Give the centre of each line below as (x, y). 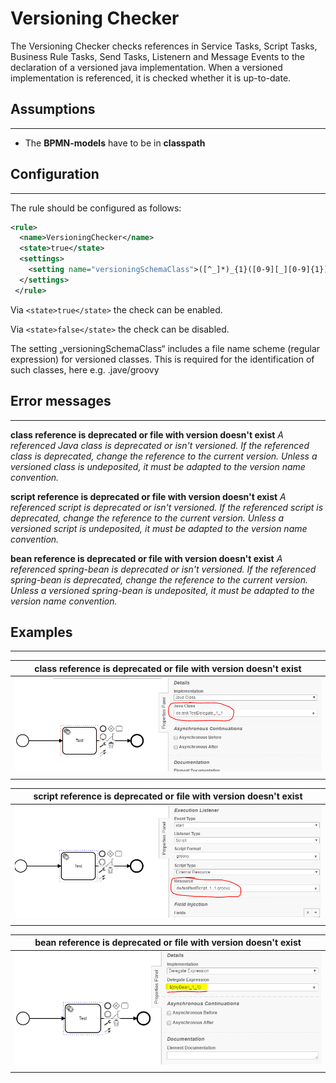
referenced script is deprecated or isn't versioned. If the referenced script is (167, 507)
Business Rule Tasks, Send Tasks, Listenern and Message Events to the (157, 56)
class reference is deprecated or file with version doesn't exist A (147, 434)
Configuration (55, 174)
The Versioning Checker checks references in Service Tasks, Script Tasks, (164, 46)
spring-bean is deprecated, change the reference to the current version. (159, 579)
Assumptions (53, 109)
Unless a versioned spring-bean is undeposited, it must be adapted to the (162, 590)
